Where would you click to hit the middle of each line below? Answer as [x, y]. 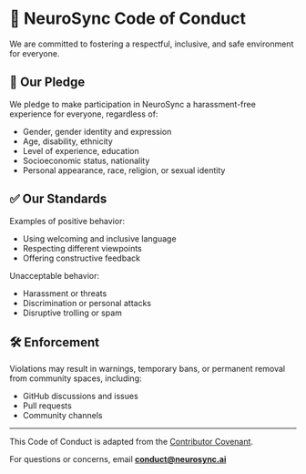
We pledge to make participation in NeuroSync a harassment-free [133, 104]
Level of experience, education [81, 150]
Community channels [62, 416]
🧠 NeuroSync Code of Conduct [127, 19]
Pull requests [47, 406]
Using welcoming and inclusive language [99, 238]
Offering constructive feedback [82, 258]
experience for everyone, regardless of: [84, 114]
